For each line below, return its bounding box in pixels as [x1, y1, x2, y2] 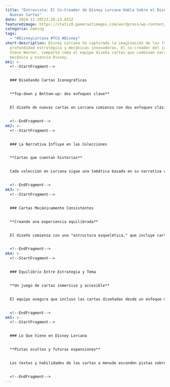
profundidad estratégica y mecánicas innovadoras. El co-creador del [10, 45, 159, 50]
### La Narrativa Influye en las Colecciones [10, 142, 108, 147]
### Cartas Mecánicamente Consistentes [10, 205, 94, 211]
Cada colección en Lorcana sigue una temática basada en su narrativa [10, 169, 162, 174]
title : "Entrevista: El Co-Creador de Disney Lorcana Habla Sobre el [5, 7, 155, 13]
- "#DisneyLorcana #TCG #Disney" [10, 36, 80, 41]
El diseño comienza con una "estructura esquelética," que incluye [10, 233, 155, 238]
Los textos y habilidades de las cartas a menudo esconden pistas [10, 361, 153, 366]
